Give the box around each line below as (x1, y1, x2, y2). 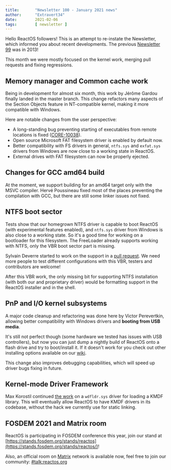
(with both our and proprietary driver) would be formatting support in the (5, 279, 158, 285)
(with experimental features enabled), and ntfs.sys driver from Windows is (5, 226, 163, 232)
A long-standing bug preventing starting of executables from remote (12, 126, 157, 133)
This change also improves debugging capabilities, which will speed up (5, 360, 155, 366)
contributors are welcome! (5, 264, 61, 270)
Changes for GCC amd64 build (5, 168, 105, 177)
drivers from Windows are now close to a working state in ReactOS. (12, 148, 155, 154)
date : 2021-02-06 (5, 17, 58, 22)
